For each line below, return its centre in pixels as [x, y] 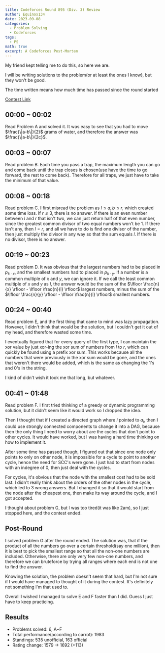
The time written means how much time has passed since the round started [82, 90]
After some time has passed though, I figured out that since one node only [81, 452]
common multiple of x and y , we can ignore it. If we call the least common [80, 279]
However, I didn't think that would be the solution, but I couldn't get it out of [82, 327]
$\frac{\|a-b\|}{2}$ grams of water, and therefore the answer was [72, 132]
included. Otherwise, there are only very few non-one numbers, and [74, 556]
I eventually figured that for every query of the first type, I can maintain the [81, 342]
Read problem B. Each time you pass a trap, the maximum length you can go [82, 165]
